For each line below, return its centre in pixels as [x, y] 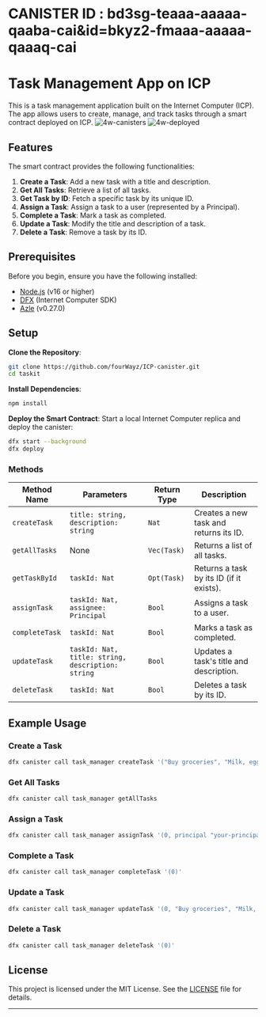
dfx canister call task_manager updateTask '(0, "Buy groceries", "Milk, [133, 909]
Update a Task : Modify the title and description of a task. [112, 223]
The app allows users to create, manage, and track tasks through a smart [127, 114]
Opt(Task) [166, 578]
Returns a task [220, 568]
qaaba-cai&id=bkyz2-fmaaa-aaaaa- [130, 30]
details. [20, 997]
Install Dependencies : [45, 389]
